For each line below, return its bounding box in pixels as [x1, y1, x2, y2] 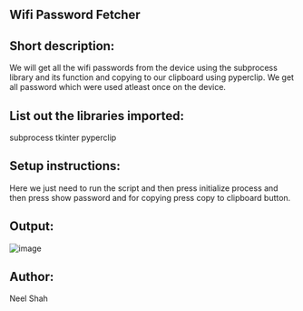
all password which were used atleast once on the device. [9, 82, 227, 93]
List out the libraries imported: [9, 108, 184, 124]
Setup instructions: [9, 158, 121, 174]
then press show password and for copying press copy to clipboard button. [9, 192, 291, 203]
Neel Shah [9, 293, 48, 304]
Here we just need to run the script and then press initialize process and [9, 182, 279, 194]
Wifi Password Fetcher [9, 7, 141, 23]
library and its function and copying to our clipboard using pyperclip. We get [9, 72, 295, 83]
